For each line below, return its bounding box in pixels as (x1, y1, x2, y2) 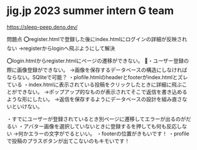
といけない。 (11, 103, 43, 110)
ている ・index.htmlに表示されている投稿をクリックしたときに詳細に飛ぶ (6, 81, 182, 88)
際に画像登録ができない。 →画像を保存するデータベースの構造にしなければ (6, 66, 188, 73)
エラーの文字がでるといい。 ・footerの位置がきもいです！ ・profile (28, 130, 190, 137)
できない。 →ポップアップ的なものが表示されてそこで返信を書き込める (16, 88, 188, 95)
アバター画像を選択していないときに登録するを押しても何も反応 (23, 122, 177, 129)
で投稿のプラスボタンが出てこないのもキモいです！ (6, 137, 130, 144)
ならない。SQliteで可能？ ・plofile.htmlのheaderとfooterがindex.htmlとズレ (6, 73, 188, 80)
